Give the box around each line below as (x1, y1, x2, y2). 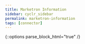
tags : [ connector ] (5, 20, 42, 26)
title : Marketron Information (5, 7, 67, 12)
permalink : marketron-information (5, 16, 76, 21)
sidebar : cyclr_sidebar (5, 12, 54, 16)
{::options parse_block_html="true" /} (5, 34, 81, 40)
